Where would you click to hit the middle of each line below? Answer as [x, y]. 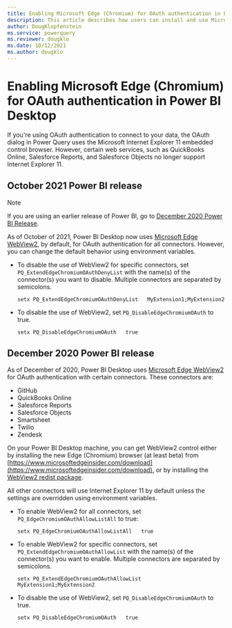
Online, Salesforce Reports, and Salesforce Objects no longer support [106, 157]
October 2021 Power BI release [75, 186]
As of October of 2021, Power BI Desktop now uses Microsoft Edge [103, 236]
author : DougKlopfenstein [44, 26]
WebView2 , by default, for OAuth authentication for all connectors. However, [116, 244]
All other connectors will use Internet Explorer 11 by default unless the [106, 491]
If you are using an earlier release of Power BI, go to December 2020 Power [115, 216]
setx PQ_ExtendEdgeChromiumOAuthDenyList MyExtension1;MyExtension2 [121, 299]
